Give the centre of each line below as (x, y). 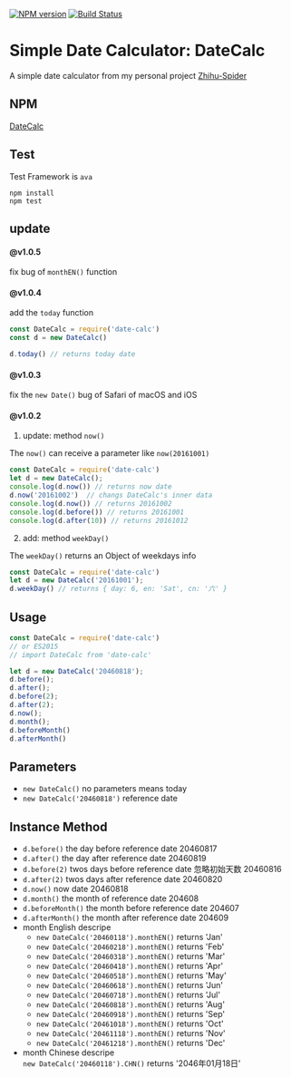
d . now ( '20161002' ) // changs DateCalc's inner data (111, 495)
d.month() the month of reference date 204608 (111, 898)
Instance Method (58, 826)
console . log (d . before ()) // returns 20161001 (97, 512)
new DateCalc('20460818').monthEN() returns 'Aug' (130, 1004)
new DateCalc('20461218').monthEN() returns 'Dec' (131, 1043)
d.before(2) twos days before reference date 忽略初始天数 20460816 (152, 869)
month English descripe (67, 927)
